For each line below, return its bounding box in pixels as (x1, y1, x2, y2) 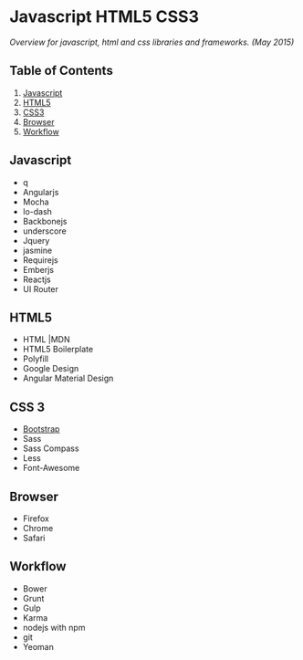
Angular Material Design (22, 372, 114, 384)
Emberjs (22, 264, 55, 275)
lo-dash (22, 205, 53, 216)
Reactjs (22, 274, 52, 285)
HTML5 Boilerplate (22, 344, 94, 355)
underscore (22, 225, 67, 236)
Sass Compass (22, 443, 79, 454)
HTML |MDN (22, 334, 70, 345)
